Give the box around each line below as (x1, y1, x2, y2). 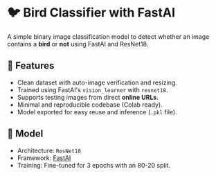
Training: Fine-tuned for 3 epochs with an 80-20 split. (17, 161, 171, 169)
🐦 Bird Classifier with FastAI (7, 5, 175, 21)
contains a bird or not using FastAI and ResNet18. (7, 39, 149, 48)
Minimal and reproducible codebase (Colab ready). (17, 100, 163, 109)
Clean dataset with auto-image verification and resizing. (17, 78, 178, 87)
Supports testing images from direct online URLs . (17, 93, 159, 101)
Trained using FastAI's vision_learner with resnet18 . (17, 85, 168, 94)
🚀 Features (7, 60, 55, 72)
